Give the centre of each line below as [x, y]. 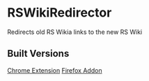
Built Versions [38, 54]
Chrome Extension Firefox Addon [55, 70]
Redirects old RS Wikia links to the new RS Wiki [75, 32]
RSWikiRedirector [60, 13]
